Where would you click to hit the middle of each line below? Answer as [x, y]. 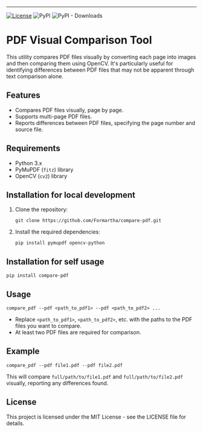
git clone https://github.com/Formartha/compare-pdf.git [88, 221]
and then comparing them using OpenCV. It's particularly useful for [90, 63]
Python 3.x [28, 163]
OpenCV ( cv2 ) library [41, 176]
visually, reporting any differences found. [57, 383]
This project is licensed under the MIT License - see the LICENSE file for [96, 417]
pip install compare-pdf [37, 276]
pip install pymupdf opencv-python [60, 243]
